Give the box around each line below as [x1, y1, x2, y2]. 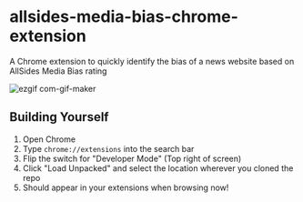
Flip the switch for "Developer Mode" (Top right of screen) [22, 153, 242, 164]
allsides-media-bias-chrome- [9, 6, 239, 27]
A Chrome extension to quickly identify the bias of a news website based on [9, 56, 295, 66]
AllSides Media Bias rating [9, 66, 107, 76]
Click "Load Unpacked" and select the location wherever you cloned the [22, 162, 294, 174]
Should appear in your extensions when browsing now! [22, 182, 229, 193]
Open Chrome [22, 134, 76, 145]
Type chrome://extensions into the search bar [22, 143, 195, 154]
